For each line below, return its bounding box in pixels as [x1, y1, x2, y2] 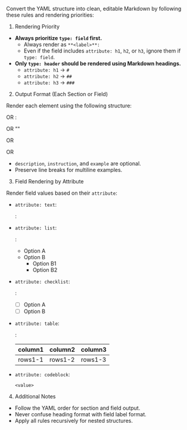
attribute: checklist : [14, 278, 70, 285]
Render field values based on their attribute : [6, 189, 117, 196]
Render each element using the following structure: [6, 102, 132, 109]
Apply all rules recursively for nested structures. [14, 417, 133, 425]
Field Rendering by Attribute [14, 178, 84, 185]
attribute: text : [14, 201, 57, 208]
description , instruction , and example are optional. [14, 160, 141, 167]
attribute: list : [14, 224, 57, 231]
